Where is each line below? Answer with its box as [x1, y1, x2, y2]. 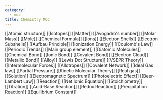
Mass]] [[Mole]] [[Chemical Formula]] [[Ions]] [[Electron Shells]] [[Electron [5, 36, 158, 42]
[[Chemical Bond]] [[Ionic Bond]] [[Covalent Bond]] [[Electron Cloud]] [5, 52, 148, 58]
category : [5, 7, 26, 13]
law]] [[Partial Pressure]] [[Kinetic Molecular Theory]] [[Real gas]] [5, 68, 140, 74]
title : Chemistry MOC [5, 17, 50, 22]
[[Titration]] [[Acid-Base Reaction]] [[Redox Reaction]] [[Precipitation [5, 84, 147, 90]
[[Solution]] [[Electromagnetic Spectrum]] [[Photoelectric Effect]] [5, 73, 139, 79]
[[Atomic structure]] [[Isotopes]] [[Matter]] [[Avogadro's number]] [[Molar [5, 31, 156, 37]
